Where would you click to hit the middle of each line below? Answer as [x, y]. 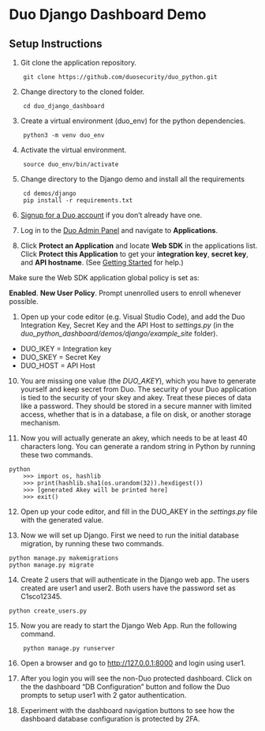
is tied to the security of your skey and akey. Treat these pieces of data [136, 397]
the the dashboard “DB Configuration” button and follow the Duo [125, 687]
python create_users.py [48, 611]
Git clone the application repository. [78, 62]
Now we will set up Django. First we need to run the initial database [130, 535]
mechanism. [40, 423]
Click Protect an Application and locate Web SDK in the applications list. [139, 246]
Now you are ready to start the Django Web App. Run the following [129, 626]
